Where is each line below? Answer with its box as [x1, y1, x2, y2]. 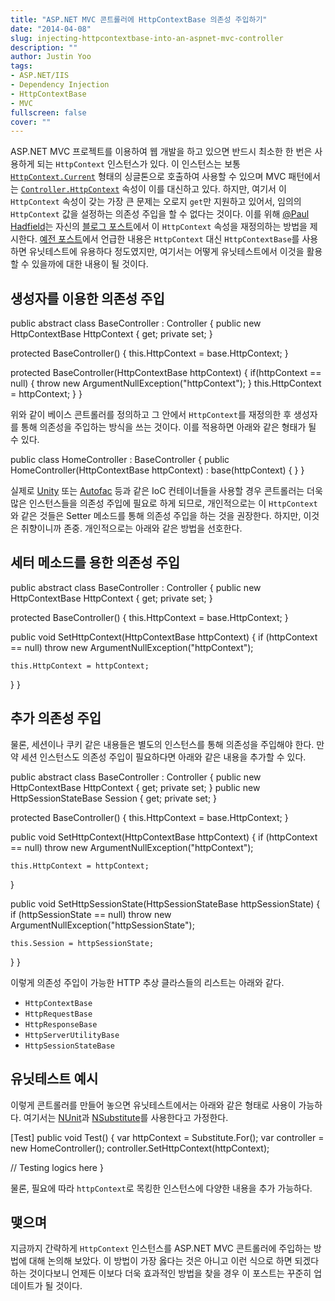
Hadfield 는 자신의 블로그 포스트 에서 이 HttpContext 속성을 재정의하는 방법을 [10, 221, 308, 233]
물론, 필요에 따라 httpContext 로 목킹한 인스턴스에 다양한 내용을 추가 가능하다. [10, 1182, 313, 1194]
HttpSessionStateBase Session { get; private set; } [10, 792, 218, 804]
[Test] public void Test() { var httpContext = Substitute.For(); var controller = [10, 1131, 325, 1143]
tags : [10, 61, 33, 71]
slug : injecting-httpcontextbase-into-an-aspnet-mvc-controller [10, 33, 284, 43]
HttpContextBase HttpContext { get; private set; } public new [10, 781, 261, 793]
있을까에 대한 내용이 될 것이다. [31, 258, 149, 270]
